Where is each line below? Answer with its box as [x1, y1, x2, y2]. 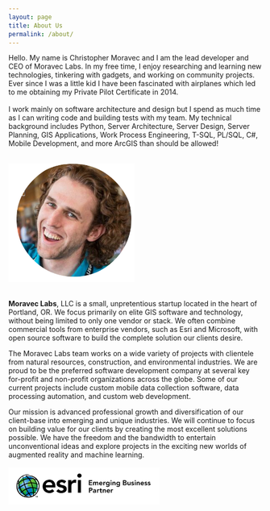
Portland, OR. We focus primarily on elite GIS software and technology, [8, 307, 243, 318]
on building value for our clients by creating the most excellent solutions [8, 424, 247, 434]
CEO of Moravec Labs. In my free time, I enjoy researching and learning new [8, 61, 262, 72]
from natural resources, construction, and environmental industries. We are [8, 357, 258, 367]
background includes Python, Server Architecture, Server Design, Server [8, 122, 250, 131]
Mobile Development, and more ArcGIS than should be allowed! [8, 139, 219, 148]
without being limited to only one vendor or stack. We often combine [8, 316, 236, 326]
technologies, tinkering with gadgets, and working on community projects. [8, 70, 255, 80]
